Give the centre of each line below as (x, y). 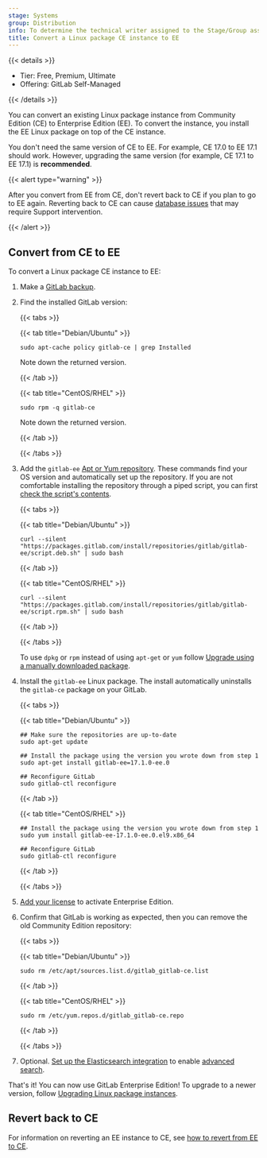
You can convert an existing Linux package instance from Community (122, 115)
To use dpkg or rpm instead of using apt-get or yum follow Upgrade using (137, 657)
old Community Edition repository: (75, 926)
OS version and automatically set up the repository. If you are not (126, 477)
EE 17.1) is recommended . (50, 165)
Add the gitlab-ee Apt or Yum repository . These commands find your (133, 469)
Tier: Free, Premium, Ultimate (68, 76)
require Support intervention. (56, 212)
